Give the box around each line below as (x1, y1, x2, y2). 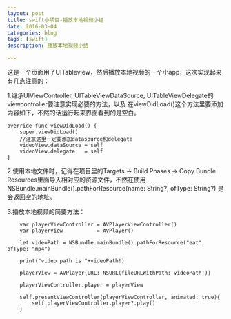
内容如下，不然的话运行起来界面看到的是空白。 (7, 108, 140, 117)
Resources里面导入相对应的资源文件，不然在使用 (7, 175, 146, 184)
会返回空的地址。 (7, 193, 56, 201)
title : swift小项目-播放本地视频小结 (7, 17, 104, 23)
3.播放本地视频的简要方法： (7, 208, 86, 215)
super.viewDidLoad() (19, 128, 79, 135)
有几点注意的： (7, 77, 50, 85)
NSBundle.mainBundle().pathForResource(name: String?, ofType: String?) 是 (7, 184, 224, 192)
